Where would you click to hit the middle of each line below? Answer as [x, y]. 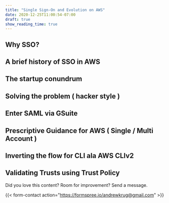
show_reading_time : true [31, 24]
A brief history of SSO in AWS [53, 62]
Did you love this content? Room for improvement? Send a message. [76, 185]
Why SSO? [22, 44]
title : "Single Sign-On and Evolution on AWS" [55, 10]
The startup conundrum [44, 79]
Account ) [21, 138]
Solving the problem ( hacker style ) [63, 96]
